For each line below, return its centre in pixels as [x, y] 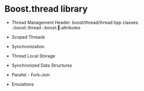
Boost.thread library [46, 9]
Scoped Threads [28, 37]
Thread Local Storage [33, 56]
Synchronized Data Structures [42, 65]
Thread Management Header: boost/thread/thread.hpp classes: [75, 22]
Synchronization [28, 46]
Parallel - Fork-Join [31, 74]
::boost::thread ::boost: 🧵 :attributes [46, 27]
